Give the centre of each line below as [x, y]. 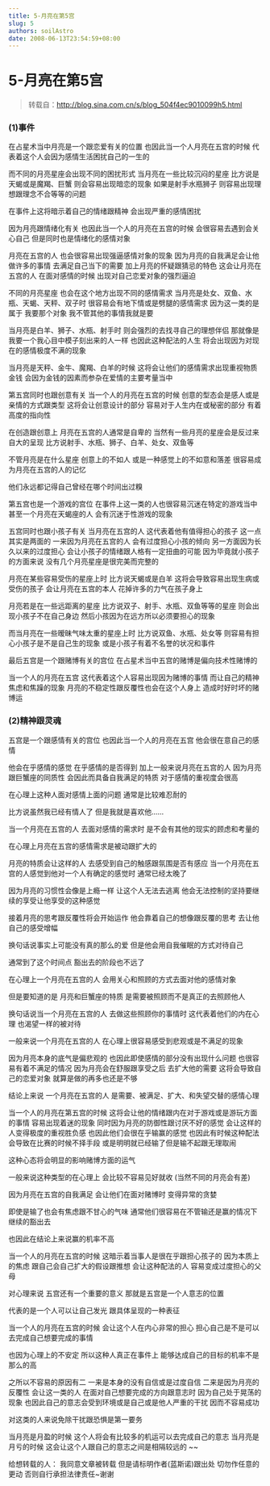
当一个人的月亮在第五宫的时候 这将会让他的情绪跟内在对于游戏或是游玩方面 [133, 1112]
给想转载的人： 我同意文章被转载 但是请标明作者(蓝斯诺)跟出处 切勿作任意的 [134, 1463]
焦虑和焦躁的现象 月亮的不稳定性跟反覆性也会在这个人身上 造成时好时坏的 [130, 688]
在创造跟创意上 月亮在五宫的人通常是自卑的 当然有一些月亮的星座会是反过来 [134, 432]
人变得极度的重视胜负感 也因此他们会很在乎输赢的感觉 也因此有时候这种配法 [134, 1132]
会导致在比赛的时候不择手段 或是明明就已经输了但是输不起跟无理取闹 [122, 1143]
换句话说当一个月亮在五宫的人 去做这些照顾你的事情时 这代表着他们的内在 [130, 1014]
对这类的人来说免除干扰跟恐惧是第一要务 [75, 1419]
